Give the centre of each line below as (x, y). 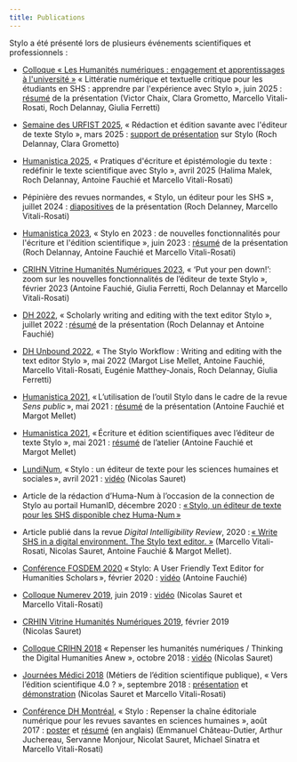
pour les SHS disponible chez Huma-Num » (101, 515)
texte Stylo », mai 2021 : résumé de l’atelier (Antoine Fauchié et (137, 442)
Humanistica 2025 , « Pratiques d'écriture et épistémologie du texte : (147, 160)
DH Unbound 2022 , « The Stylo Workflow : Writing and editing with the (152, 351)
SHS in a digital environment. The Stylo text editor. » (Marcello (136, 541)
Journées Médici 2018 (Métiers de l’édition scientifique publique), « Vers (155, 675)
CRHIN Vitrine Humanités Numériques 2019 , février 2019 (125, 621)
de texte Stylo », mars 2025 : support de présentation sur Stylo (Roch (149, 134)
